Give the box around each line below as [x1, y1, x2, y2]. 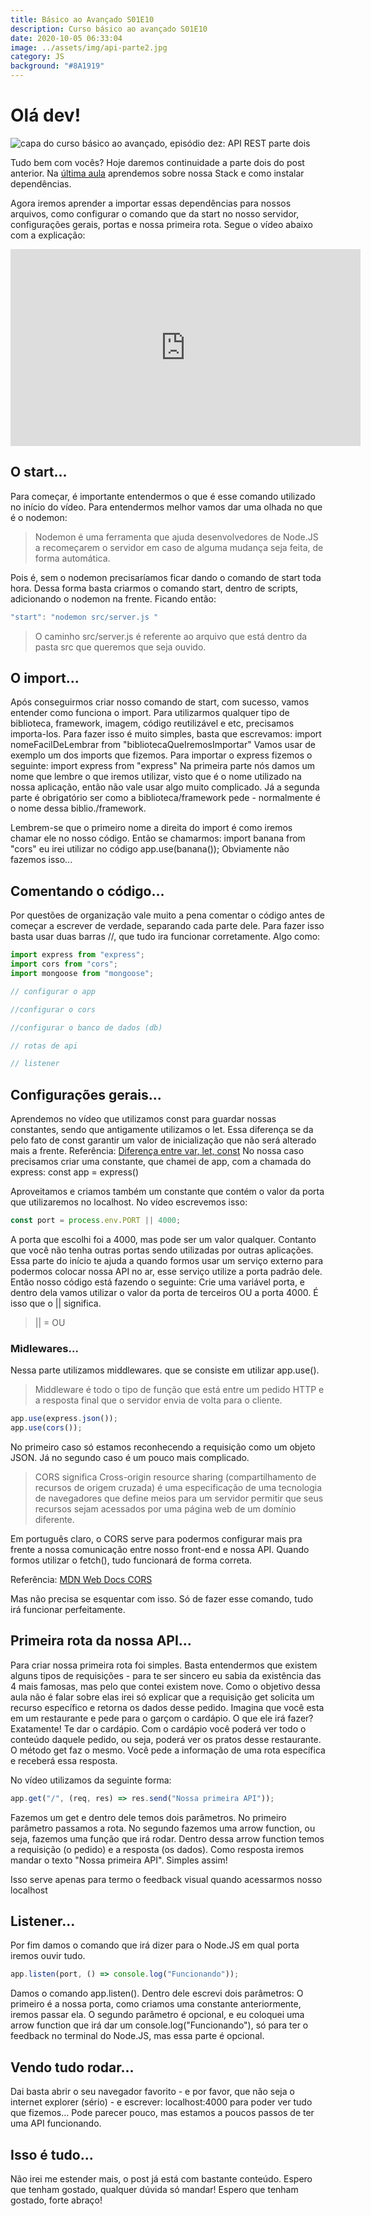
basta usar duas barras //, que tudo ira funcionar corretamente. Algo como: [10, 931, 321, 943]
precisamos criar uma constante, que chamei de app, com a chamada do [10, 1156, 312, 1168]
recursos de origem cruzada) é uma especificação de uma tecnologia [34, 1481, 323, 1493]
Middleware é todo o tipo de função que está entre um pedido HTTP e [34, 1384, 325, 1396]
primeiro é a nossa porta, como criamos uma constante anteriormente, [10, 1998, 302, 2010]
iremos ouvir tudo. [10, 1950, 86, 1962]
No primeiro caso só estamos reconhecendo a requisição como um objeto [10, 1441, 316, 1453]
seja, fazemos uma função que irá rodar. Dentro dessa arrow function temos [10, 1832, 325, 1845]
